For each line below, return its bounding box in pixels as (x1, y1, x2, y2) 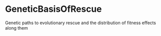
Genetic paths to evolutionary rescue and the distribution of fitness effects (5, 20, 156, 26)
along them (5, 25, 28, 31)
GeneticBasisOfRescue (5, 3, 102, 15)
